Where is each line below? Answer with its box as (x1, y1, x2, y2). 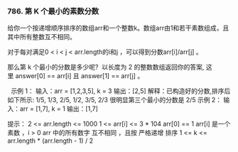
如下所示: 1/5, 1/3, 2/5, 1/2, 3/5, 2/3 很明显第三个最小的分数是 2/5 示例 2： (7, 96, 222, 104)
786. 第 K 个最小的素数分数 (7, 6, 99, 16)
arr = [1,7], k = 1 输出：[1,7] (19, 104, 98, 113)
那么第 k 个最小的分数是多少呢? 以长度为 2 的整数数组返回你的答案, (7, 63, 205, 72)
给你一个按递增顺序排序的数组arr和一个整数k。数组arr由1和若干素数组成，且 (7, 23, 229, 33)
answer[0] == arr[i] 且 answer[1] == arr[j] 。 (15, 72, 144, 80)
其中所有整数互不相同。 (7, 33, 76, 41)
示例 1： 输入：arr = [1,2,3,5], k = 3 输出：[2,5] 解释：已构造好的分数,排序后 (10, 87, 231, 95)
